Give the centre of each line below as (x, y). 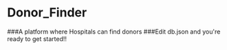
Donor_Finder (47, 13)
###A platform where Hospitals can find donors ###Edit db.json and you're (114, 32)
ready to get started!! (37, 38)
